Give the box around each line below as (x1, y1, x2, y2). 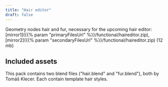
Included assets (5, 57, 57, 66)
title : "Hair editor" (5, 7, 52, 13)
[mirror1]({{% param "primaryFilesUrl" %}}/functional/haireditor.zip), (5, 32, 150, 38)
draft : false (5, 12, 33, 17)
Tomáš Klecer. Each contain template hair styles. (5, 76, 108, 82)
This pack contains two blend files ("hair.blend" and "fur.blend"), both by (5, 71, 159, 77)
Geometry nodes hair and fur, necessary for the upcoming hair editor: (5, 26, 152, 32)
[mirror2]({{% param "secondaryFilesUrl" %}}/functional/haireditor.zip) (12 (5, 37, 163, 43)
